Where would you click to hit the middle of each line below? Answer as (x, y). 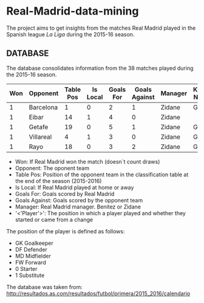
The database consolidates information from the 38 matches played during (100, 68)
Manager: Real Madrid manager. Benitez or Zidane (78, 207)
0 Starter (26, 268)
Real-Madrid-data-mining (73, 11)
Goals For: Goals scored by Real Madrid (65, 194)
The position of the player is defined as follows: (66, 231)
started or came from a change (54, 219)
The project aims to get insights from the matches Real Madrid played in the (101, 28)
